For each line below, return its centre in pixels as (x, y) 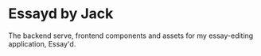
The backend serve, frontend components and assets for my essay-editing (131, 35)
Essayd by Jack (61, 14)
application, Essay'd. (42, 43)
